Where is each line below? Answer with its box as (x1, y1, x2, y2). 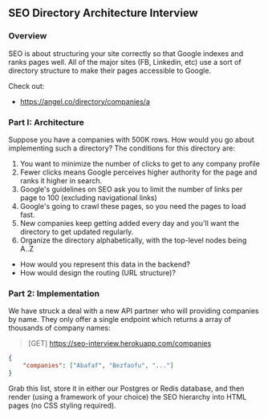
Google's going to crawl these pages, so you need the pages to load (19, 201, 246, 211)
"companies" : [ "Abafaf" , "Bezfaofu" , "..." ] (22, 362, 174, 370)
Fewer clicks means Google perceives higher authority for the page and (19, 167, 258, 177)
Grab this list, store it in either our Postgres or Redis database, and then (8, 384, 245, 393)
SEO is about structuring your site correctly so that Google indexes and (8, 48, 243, 58)
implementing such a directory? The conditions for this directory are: (8, 143, 235, 153)
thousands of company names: (8, 324, 111, 333)
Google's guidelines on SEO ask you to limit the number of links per (19, 184, 243, 194)
